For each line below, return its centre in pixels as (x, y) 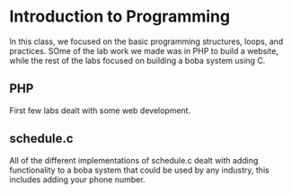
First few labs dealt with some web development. (100, 110)
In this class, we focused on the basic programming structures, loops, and (146, 41)
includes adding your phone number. (77, 179)
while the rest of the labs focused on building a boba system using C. (137, 60)
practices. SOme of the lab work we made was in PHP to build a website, (144, 50)
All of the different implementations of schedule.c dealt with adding (134, 160)
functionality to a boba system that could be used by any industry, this (139, 170)
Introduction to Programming (120, 17)
